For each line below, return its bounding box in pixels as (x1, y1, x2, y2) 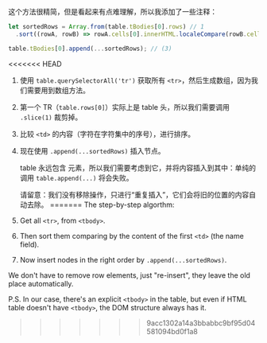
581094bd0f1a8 (146, 326, 199, 336)
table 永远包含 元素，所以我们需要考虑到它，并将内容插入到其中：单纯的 (19, 162, 257, 173)
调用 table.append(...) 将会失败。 (19, 173, 133, 182)
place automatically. (8, 279, 74, 288)
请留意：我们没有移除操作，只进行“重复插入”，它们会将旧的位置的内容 (19, 189, 250, 199)
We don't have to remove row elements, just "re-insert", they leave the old (8, 270, 250, 280)
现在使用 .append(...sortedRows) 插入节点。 (19, 146, 165, 155)
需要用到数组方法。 (26, 85, 90, 95)
